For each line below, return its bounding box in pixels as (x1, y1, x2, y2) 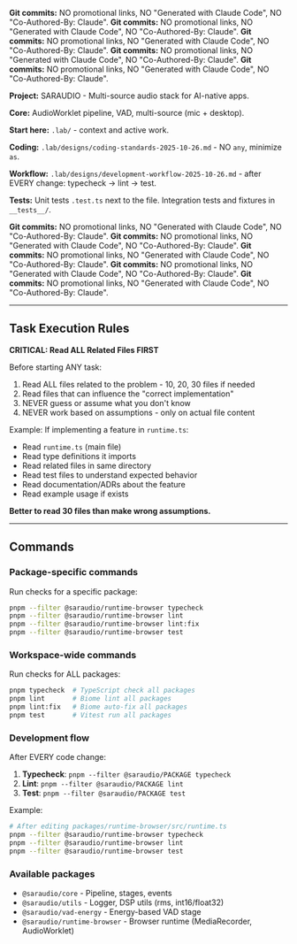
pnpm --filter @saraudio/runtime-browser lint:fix (9, 619, 200, 629)
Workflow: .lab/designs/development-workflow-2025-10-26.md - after (9, 168, 262, 179)
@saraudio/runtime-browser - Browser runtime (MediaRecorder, (21, 916, 253, 926)
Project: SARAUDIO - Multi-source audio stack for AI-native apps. (9, 90, 250, 101)
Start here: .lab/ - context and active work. (9, 125, 170, 135)
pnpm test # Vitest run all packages (9, 710, 172, 719)
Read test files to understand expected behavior (21, 469, 198, 480)
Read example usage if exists (21, 488, 129, 499)
